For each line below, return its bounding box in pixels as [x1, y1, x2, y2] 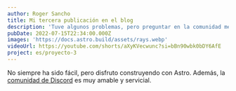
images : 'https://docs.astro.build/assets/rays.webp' [7, 36, 169, 43]
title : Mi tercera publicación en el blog [7, 17, 133, 24]
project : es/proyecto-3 [7, 50, 77, 57]
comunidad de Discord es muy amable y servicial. [7, 76, 152, 84]
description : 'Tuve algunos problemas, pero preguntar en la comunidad [7, 23, 221, 30]
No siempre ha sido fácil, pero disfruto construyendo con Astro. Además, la [7, 68, 225, 77]
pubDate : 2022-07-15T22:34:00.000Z [7, 29, 112, 37]
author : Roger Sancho [7, 10, 71, 17]
